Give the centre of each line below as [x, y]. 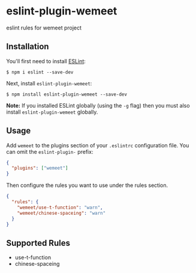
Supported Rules [38, 243]
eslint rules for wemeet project [44, 28]
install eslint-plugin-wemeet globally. [52, 112]
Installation [28, 47]
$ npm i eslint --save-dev [40, 72]
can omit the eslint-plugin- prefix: [50, 152]
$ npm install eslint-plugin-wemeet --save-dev [67, 94]
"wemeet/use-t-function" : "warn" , [60, 207]
